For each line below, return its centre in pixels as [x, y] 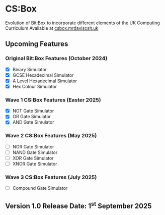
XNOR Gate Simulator [35, 164]
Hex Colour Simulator [34, 86]
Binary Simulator [30, 69]
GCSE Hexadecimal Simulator [43, 75]
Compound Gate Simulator [40, 188]
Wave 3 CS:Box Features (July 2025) [51, 177]
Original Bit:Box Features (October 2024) [56, 59]
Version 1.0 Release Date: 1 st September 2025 [78, 205]
